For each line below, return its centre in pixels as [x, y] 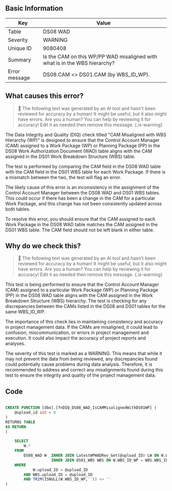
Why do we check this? [43, 246]
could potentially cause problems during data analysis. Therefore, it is [79, 364]
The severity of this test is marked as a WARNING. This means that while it [84, 353]
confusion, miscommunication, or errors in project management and [77, 332]
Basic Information [34, 8]
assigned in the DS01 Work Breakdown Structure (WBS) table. [70, 156]
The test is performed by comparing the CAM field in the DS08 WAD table [83, 166]
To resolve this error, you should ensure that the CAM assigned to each [80, 219]
